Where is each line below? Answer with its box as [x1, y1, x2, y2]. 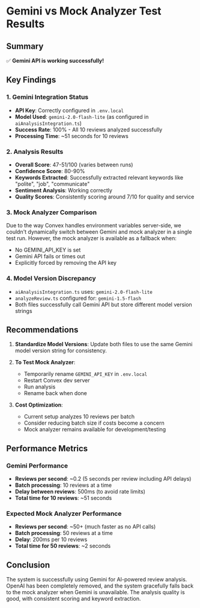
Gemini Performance [6, 461, 68, 470]
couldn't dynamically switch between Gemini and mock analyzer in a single [6, 228, 192, 236]
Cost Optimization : [14, 401, 63, 408]
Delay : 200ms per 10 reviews [14, 536, 88, 543]
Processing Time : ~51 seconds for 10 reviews [14, 132, 129, 139]
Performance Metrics [6, 443, 88, 454]
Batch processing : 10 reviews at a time [14, 481, 112, 489]
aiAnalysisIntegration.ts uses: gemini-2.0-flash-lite [14, 288, 153, 295]
